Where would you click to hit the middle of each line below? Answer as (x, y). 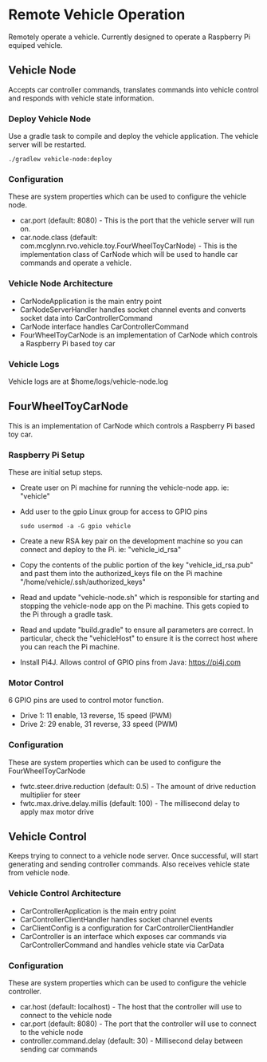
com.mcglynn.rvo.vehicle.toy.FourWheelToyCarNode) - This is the (128, 246)
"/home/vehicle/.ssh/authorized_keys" (82, 582)
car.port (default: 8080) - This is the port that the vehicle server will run (137, 220)
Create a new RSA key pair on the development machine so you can (131, 541)
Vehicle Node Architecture (61, 283)
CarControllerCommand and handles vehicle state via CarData (122, 945)
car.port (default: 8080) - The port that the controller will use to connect (138, 1024)
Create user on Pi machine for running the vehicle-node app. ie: (124, 488)
